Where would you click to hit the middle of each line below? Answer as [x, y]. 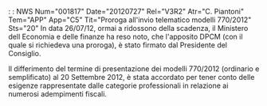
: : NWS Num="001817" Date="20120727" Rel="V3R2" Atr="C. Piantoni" [126, 11]
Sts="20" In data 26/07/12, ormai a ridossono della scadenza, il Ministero [128, 28]
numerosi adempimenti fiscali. [58, 94]
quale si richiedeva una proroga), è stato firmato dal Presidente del [118, 45]
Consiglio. [25, 53]
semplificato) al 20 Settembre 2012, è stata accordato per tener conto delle [132, 77]
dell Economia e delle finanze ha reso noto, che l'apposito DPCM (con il [126, 36]
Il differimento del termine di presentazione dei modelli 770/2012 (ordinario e [134, 69]
